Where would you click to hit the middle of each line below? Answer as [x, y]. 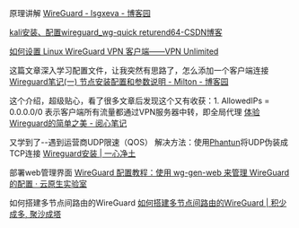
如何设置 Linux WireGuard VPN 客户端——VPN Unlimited [114, 51]
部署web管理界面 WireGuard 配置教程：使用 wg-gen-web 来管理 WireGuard [149, 172]
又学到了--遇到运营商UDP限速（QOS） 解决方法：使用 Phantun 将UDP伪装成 [149, 142]
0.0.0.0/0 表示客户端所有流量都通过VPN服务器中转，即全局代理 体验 [135, 112]
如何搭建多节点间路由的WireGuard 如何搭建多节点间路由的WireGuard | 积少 [148, 203]
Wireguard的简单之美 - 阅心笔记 [68, 123]
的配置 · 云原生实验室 [48, 184]
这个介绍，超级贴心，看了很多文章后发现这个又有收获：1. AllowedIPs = [140, 101]
